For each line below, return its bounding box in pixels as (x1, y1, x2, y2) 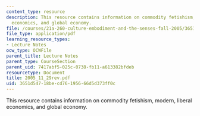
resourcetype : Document (6, 70, 65, 76)
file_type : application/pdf (6, 31, 76, 37)
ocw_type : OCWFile (6, 48, 52, 54)
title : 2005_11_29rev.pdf (6, 75, 70, 81)
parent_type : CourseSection (6, 58, 76, 64)
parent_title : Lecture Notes (6, 53, 79, 59)
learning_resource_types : (6, 36, 70, 42)
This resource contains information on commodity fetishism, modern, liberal (6, 97, 192, 104)
